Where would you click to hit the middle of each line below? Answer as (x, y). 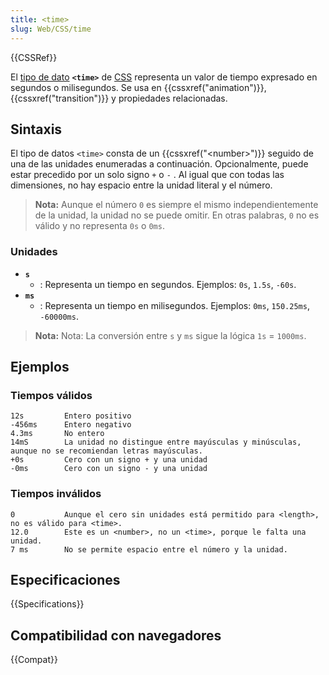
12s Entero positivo (71, 416)
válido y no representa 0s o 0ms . (99, 226)
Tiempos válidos (51, 395)
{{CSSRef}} (34, 57)
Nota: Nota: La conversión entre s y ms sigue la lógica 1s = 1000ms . (170, 335)
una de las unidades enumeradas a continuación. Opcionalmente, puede (159, 164)
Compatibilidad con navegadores (116, 635)
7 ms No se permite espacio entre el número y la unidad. (149, 549)
